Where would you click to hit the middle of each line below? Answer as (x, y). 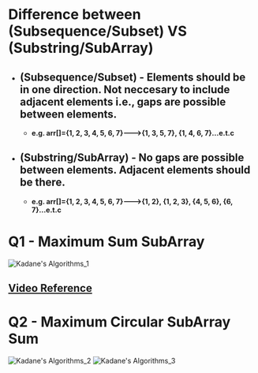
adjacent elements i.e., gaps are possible (123, 101)
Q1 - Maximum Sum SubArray (107, 241)
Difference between (75, 15)
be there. (42, 183)
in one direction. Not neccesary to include (125, 90)
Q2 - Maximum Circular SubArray (120, 322)
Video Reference (50, 288)
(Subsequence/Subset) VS (98, 31)
